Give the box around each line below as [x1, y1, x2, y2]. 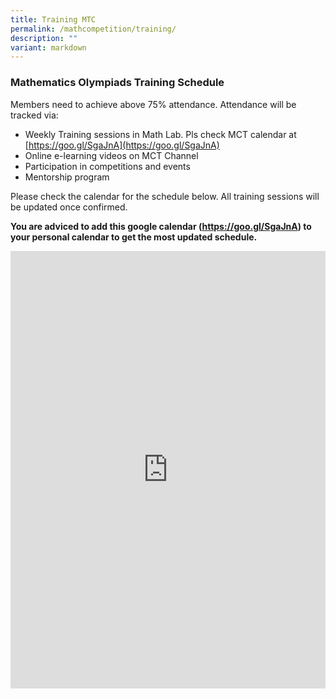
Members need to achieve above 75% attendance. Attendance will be [10, 98, 297, 110]
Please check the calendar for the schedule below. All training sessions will [10, 190, 320, 202]
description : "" [10, 33, 78, 43]
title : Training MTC [10, 14, 97, 25]
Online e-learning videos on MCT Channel [24, 149, 199, 161]
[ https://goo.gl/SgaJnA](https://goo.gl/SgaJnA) [24, 139, 220, 151]
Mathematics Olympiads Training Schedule [10, 76, 225, 90]
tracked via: [10, 109, 59, 121]
